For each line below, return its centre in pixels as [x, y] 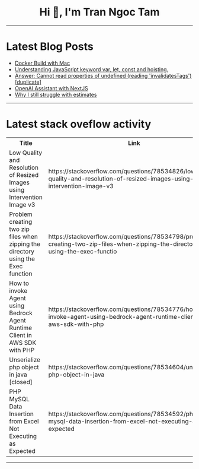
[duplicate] [28, 82]
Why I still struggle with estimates [56, 94]
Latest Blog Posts [50, 47]
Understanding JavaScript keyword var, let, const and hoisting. [92, 69]
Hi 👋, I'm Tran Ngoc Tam [99, 12]
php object [24, 367]
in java [18, 375]
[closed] [21, 382]
